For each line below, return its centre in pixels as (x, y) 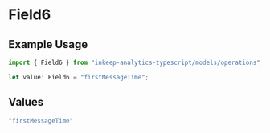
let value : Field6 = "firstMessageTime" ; (79, 77)
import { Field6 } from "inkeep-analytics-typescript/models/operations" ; (136, 62)
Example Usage (48, 44)
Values (26, 102)
